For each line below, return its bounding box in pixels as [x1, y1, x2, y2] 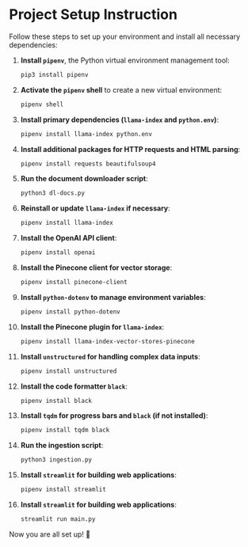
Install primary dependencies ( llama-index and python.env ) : [20, 115, 219, 124]
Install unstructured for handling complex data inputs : [20, 351, 200, 361]
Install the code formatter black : [20, 382, 128, 391]
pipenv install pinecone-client [20, 279, 128, 287]
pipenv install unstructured [20, 367, 117, 375]
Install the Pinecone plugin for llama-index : [20, 322, 165, 332]
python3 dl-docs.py [20, 189, 86, 197]
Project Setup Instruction [9, 6, 177, 24]
